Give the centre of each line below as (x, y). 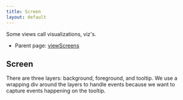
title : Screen (24, 12)
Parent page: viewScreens (47, 46)
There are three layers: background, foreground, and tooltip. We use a (92, 78)
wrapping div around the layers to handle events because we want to (91, 85)
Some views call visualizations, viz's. (51, 34)
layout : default (26, 17)
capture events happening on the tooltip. (56, 91)
